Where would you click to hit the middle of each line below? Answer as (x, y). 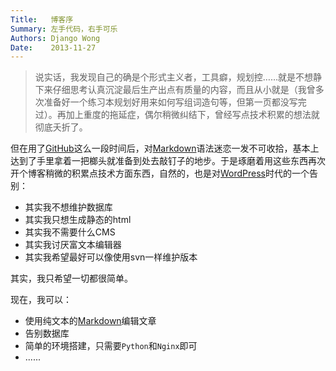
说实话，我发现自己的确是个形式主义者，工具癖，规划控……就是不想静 (178, 77)
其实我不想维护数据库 (68, 207)
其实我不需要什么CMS (70, 232)
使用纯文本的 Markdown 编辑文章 (90, 321)
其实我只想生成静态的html (78, 220)
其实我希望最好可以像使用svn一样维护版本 (111, 257)
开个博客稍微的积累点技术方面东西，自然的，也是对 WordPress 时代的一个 (160, 173)
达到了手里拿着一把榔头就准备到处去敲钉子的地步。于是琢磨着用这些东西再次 (168, 161)
